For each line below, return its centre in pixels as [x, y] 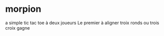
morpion [23, 9]
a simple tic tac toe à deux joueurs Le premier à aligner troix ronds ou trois [82, 23]
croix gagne [18, 28]
